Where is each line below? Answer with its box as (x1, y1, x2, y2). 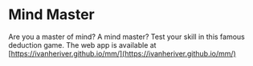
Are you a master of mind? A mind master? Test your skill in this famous (8, 32, 245, 41)
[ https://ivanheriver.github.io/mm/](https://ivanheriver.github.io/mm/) (8, 49, 237, 58)
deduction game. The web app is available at (8, 40, 157, 49)
